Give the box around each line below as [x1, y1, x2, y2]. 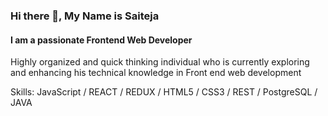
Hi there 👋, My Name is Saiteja [10, 9, 160, 23]
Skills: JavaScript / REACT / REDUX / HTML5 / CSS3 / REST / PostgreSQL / [10, 86, 318, 98]
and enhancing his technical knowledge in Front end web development [10, 67, 302, 79]
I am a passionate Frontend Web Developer [10, 34, 193, 46]
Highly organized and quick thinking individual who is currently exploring [10, 56, 310, 68]
